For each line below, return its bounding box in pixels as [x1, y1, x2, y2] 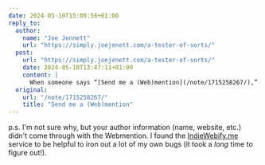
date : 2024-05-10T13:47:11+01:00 [22, 64, 134, 72]
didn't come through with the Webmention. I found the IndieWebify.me [8, 131, 239, 140]
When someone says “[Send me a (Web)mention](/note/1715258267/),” [29, 78, 259, 86]
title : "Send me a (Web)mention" [22, 100, 134, 108]
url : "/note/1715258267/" [22, 93, 109, 101]
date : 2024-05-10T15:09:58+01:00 [8, 11, 119, 20]
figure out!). [8, 148, 47, 158]
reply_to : [8, 19, 41, 27]
